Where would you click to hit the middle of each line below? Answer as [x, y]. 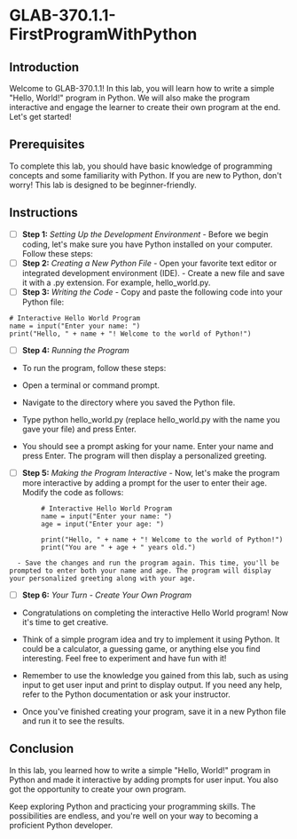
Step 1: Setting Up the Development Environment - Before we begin [145, 234]
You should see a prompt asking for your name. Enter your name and [148, 446]
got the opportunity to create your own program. [98, 789]
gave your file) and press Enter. [79, 429]
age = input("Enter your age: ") [103, 524]
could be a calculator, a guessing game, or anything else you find [141, 649]
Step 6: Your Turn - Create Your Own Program [107, 595]
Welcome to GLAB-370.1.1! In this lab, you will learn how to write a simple [142, 88]
